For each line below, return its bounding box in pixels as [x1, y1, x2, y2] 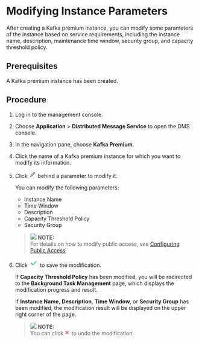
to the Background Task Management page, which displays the [14, 280, 174, 287]
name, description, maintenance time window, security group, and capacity [6, 37, 194, 44]
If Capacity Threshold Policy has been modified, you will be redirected [14, 273, 192, 280]
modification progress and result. [14, 286, 98, 293]
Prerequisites [6, 61, 58, 71]
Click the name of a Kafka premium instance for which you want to [14, 153, 181, 160]
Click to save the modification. [14, 261, 101, 269]
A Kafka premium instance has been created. [6, 77, 119, 84]
